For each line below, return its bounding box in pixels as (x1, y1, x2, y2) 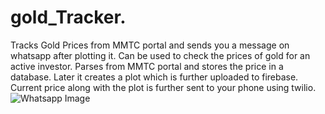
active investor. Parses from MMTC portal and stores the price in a (10, 60, 284, 72)
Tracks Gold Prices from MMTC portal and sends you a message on (10, 39, 290, 51)
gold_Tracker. (10, 6, 127, 29)
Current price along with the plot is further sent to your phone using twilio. (10, 81, 317, 93)
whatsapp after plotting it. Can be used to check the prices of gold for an (10, 49, 311, 61)
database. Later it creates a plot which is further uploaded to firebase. (10, 71, 299, 83)
